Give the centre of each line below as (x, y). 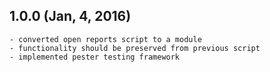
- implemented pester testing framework (95, 57)
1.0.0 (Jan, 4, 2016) (70, 16)
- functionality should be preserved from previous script (135, 48)
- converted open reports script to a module (105, 39)
